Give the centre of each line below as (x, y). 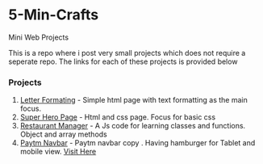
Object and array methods (63, 134)
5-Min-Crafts (54, 15)
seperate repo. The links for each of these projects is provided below (123, 61)
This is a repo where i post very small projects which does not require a (127, 53)
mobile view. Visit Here (58, 152)
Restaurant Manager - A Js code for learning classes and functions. (133, 126)
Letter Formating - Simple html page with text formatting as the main (134, 100)
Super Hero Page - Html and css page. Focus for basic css (118, 117)
